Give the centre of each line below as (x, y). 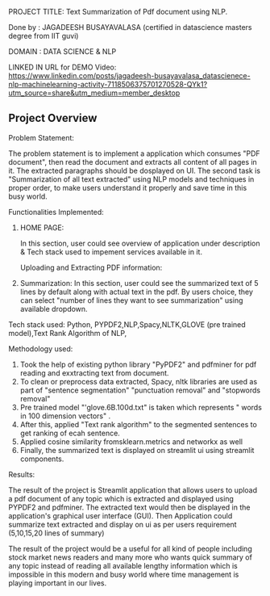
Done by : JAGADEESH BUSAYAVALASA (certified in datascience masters (130, 27)
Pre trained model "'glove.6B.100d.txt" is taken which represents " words (141, 407)
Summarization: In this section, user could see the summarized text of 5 (139, 283)
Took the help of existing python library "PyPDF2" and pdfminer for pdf (138, 364)
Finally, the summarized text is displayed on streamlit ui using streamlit (137, 450)
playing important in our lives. (58, 583)
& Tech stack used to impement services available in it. (111, 252)
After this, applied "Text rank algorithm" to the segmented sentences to (139, 424)
